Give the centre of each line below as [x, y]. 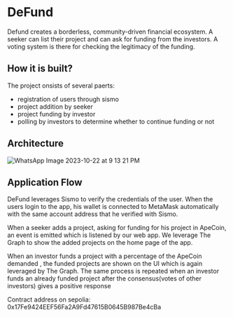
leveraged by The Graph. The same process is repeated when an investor [113, 271]
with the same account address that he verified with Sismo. [93, 214]
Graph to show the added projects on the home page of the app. [100, 243]
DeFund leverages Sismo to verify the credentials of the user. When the [110, 199]
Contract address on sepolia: [49, 299]
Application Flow [45, 182]
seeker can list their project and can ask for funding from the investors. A [113, 39]
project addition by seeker [55, 107]
